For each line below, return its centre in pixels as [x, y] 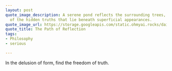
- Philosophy [19, 39]
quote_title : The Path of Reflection [46, 29]
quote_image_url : [24, 24]
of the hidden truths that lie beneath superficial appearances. [81, 20]
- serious [16, 44]
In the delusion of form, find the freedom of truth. [57, 63]
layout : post [19, 10]
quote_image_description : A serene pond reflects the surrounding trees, [86, 15]
